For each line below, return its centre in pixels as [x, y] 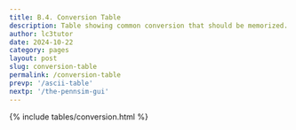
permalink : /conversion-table [65, 75]
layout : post [33, 58]
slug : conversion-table [53, 67]
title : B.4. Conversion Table [65, 17]
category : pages [39, 50]
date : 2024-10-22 [41, 42]
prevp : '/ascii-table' [51, 83]
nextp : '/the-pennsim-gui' [59, 91]
